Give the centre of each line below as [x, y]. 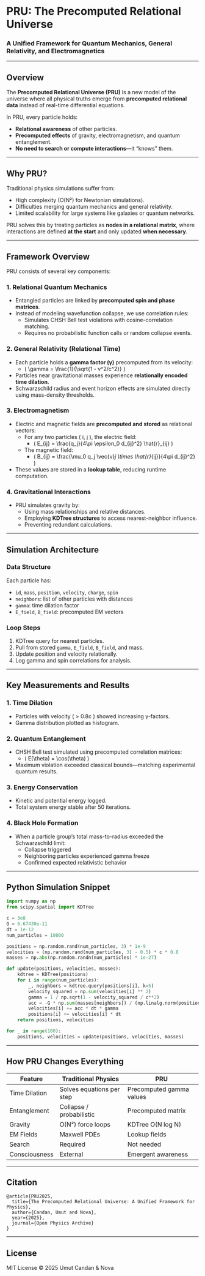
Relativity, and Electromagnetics [56, 51]
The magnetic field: [49, 450]
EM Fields [23, 1134]
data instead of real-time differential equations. [66, 105]
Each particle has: [29, 580]
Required [72, 1144]
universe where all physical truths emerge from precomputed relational [97, 99]
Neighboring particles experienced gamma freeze [87, 856]
